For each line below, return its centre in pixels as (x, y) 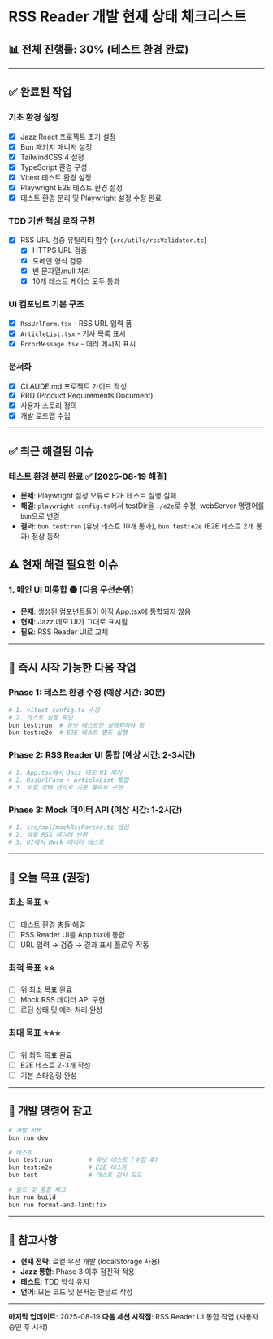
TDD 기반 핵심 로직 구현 (52, 221)
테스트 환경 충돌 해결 (53, 924)
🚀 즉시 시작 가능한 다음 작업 (72, 667)
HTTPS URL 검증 (60, 250)
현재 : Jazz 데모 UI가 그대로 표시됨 (74, 622)
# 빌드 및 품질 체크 (37, 1190)
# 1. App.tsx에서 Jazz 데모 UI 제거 (65, 772)
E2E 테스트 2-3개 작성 (55, 1065)
